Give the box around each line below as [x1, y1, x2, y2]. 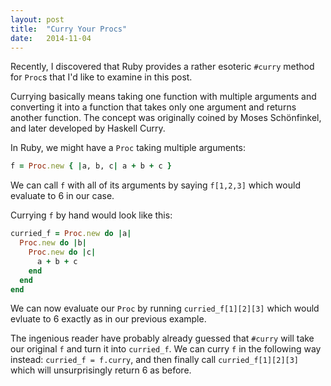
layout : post [10, 14, 65, 25]
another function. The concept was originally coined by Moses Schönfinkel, [10, 112, 322, 124]
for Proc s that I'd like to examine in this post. [10, 71, 193, 83]
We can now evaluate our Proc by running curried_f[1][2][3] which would [10, 302, 320, 315]
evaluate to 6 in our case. [10, 190, 115, 202]
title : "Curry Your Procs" [10, 24, 128, 34]
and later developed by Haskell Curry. [10, 122, 166, 135]
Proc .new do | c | [28, 247, 97, 257]
